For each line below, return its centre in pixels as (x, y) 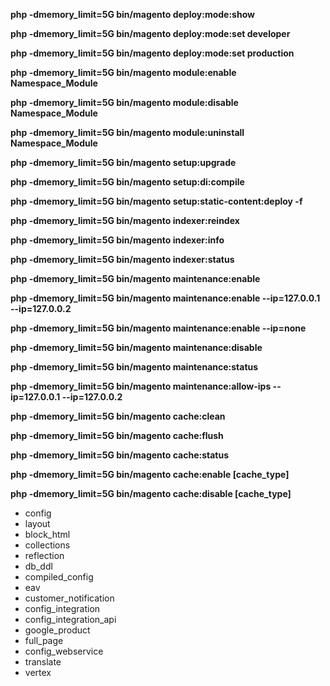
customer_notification (69, 598)
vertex (38, 672)
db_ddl (38, 566)
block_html (47, 534)
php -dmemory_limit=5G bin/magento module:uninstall (127, 132)
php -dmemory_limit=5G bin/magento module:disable (124, 102)
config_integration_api (70, 619)
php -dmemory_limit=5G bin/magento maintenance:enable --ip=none (158, 328)
